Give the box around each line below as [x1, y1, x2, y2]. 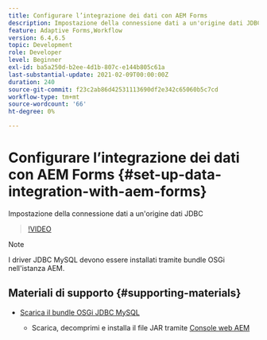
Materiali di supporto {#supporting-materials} [8, 287, 242, 300]
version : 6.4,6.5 [8, 33, 66, 42]
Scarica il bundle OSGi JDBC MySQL [19, 307, 141, 317]
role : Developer [8, 48, 62, 56]
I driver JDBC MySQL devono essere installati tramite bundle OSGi [8, 255, 225, 265]
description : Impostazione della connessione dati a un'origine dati [8, 19, 244, 27]
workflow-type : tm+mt [8, 93, 80, 101]
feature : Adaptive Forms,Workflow [8, 26, 123, 34]
